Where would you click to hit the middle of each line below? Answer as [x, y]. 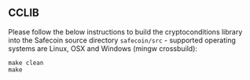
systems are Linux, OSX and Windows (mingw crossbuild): [103, 48]
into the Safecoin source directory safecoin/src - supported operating [122, 40]
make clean [26, 63]
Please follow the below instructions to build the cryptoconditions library [125, 31]
